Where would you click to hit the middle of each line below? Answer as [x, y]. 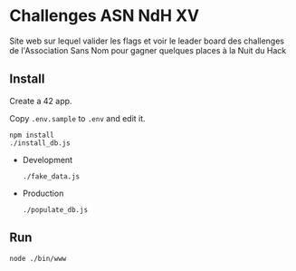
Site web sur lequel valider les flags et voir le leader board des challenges [147, 41]
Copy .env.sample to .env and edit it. [78, 118]
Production [43, 193]
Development [48, 160]
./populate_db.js [55, 209]
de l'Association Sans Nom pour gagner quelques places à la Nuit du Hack [148, 50]
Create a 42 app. [41, 101]
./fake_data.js [51, 176]
